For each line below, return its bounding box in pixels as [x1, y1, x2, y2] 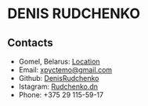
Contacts [7, 36, 54, 49]
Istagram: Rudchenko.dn [18, 82, 99, 91]
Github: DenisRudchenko [18, 74, 99, 82]
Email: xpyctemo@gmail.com [18, 65, 113, 75]
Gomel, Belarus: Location [18, 57, 100, 66]
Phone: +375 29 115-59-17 [18, 90, 103, 99]
